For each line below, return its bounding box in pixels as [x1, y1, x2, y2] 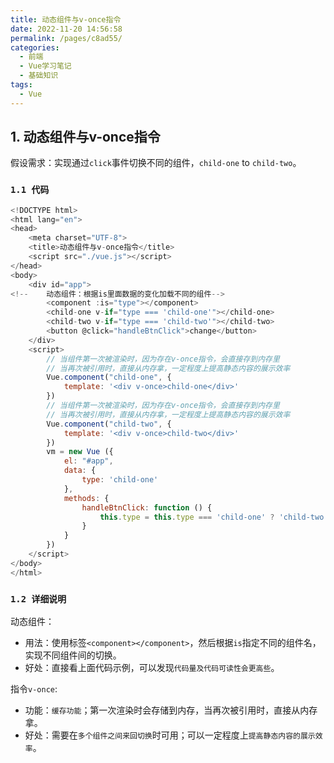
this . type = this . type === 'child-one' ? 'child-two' [99, 512, 329, 522]
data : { [63, 466, 97, 476]
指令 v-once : [10, 683, 58, 695]
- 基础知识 [19, 71, 59, 81]
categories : [10, 42, 60, 53]
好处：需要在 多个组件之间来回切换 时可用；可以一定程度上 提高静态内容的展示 [24, 729, 316, 741]
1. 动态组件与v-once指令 [10, 129, 161, 146]
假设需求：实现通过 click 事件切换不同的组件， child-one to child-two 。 [10, 157, 302, 169]
